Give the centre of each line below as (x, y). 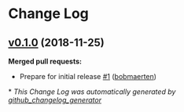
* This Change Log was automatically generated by (92, 92)
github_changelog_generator (55, 100)
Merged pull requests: (45, 61)
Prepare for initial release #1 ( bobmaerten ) (88, 76)
